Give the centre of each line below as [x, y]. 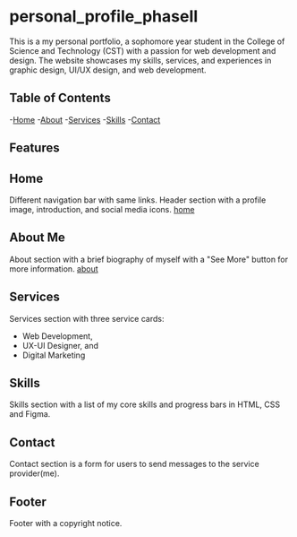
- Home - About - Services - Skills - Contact [85, 119]
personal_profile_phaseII [104, 17]
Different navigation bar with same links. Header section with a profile [138, 200]
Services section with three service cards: [87, 318]
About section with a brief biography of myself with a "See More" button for [149, 259]
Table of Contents [60, 98]
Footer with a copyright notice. [66, 524]
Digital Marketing [54, 355]
